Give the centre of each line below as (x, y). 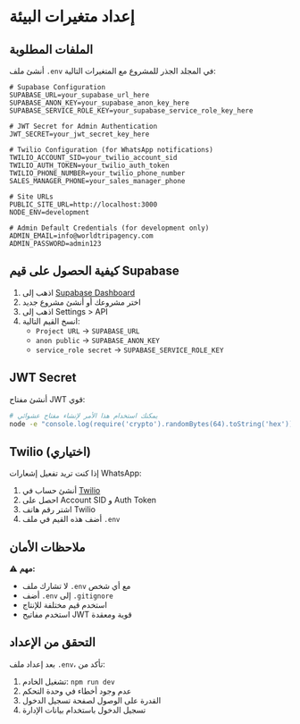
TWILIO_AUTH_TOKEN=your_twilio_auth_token (89, 165)
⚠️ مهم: (22, 568)
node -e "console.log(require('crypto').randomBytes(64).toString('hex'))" (153, 424)
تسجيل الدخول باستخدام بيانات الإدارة (84, 710)
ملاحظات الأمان (48, 547)
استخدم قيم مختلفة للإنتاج (64, 605)
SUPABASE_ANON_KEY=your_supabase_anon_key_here (100, 103)
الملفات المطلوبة (51, 50)
